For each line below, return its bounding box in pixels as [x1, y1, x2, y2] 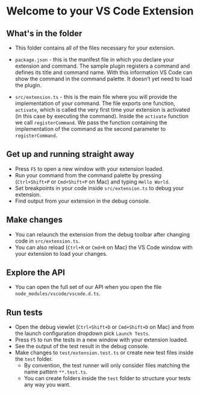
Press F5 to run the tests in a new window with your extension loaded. [14, 336, 189, 343]
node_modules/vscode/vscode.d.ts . [14, 290, 101, 297]
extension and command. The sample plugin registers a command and [14, 62, 190, 69]
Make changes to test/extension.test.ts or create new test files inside [14, 349, 194, 357]
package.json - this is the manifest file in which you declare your [14, 56, 175, 63]
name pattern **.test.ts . [23, 368, 88, 375]
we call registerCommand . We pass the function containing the [14, 119, 167, 126]
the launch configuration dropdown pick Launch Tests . [14, 330, 151, 337]
